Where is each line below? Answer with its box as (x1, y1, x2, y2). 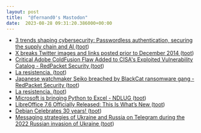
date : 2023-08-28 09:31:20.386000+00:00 (6, 20, 113, 26)
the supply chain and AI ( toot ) (15, 43, 90, 50)
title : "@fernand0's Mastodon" (6, 15, 88, 21)
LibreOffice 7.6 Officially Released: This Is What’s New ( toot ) (15, 101, 165, 108)
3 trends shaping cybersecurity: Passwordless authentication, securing (15, 37, 193, 44)
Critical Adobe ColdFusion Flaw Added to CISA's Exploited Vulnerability (15, 56, 193, 63)
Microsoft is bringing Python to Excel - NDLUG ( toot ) (15, 94, 147, 102)
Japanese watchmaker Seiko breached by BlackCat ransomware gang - (15, 75, 195, 82)
